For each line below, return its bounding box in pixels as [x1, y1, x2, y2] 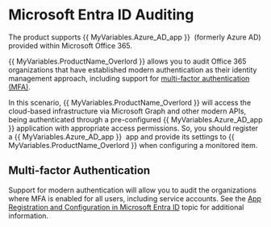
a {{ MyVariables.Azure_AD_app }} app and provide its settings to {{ [8, 131, 236, 142]
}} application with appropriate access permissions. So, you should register [8, 123, 259, 133]
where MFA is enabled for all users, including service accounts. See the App [8, 193, 262, 203]
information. [8, 211, 49, 221]
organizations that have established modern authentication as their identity [8, 64, 257, 74]
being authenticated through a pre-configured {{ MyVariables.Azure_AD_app [8, 114, 263, 124]
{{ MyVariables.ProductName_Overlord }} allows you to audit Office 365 [8, 56, 247, 66]
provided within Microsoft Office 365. [8, 40, 133, 50]
